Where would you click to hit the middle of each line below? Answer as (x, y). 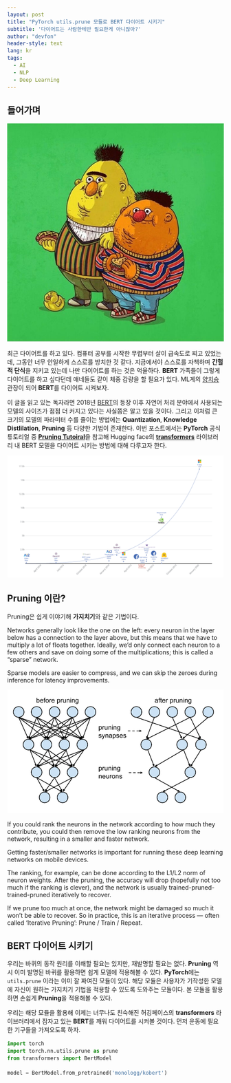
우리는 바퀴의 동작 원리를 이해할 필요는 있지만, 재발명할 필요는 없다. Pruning (109, 964)
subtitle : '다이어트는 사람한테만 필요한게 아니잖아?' (74, 29)
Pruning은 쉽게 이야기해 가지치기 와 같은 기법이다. (73, 616)
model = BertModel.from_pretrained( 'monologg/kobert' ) (87, 1073)
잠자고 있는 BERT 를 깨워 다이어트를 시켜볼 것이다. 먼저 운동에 (124, 1021)
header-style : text (35, 44)
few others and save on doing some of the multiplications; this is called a (110, 652)
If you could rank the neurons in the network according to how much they (111, 824)
